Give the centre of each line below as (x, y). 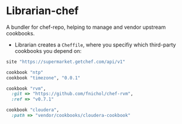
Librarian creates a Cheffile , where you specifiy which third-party (95, 45)
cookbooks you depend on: (48, 51)
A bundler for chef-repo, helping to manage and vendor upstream (86, 27)
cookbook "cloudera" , (33, 110)
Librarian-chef (42, 11)
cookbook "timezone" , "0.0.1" (43, 78)
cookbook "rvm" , (26, 88)
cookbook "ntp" (25, 72)
